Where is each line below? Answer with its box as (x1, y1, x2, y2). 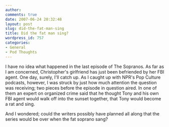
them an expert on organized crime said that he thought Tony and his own (5, 90, 159, 96)
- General (5, 45, 26, 50)
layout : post (5, 21, 33, 27)
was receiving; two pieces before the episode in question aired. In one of (5, 85, 157, 91)
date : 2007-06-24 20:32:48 (5, 17, 62, 22)
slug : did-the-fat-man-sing (5, 26, 65, 31)
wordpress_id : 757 (5, 36, 44, 41)
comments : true (5, 12, 37, 17)
